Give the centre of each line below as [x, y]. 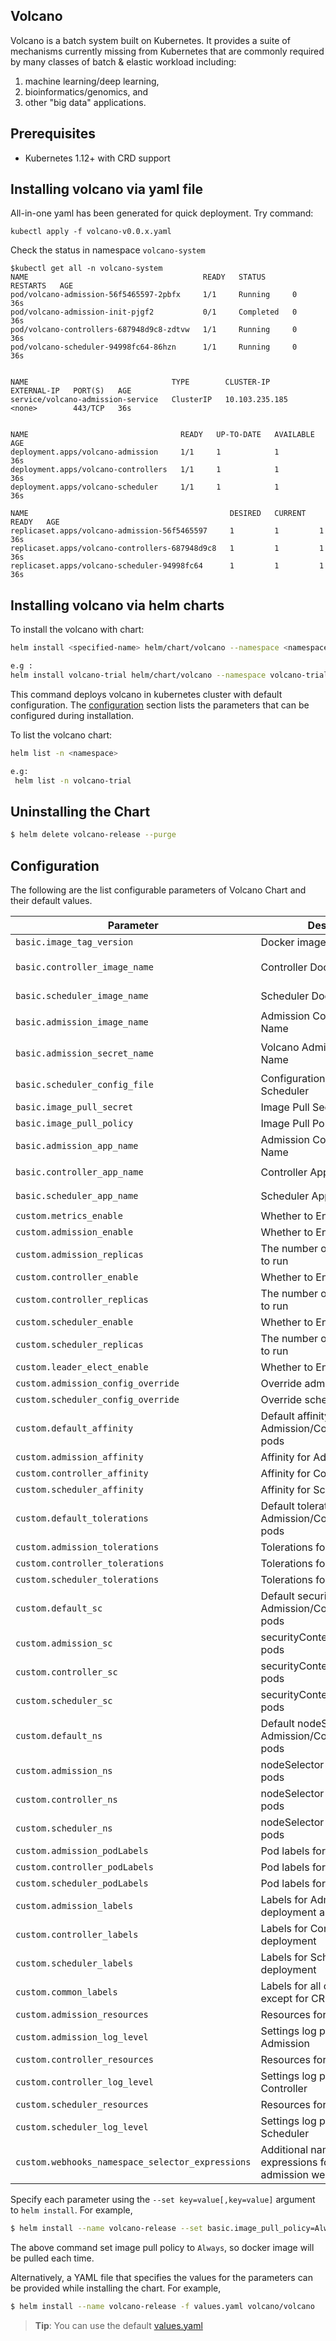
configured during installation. [72, 715]
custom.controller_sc [66, 1672]
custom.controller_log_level [84, 2082]
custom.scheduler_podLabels [82, 1883]
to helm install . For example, [71, 2210]
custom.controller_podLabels [84, 1867]
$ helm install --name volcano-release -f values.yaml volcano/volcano [162, 2306]
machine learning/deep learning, [92, 81]
